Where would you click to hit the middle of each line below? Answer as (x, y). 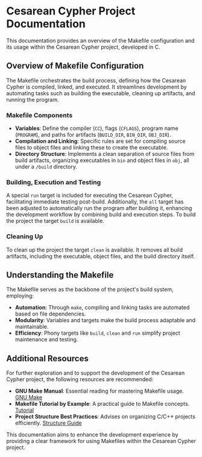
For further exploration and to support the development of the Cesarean (96, 373)
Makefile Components (39, 115)
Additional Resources (47, 359)
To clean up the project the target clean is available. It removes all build (95, 250)
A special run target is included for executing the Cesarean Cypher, (90, 195)
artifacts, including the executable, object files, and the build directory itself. (100, 256)
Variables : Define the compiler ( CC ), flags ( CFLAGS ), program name (97, 128)
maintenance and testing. (46, 340)
